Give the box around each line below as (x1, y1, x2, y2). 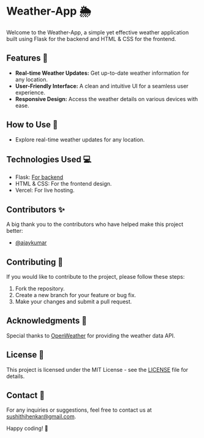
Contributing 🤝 (6, 257, 64, 267)
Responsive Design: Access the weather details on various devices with (15, 95, 199, 102)
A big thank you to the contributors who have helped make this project (6, 221, 184, 228)
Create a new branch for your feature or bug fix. (15, 292, 136, 298)
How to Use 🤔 (6, 119, 58, 130)
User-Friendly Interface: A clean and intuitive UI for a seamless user (15, 82, 189, 89)
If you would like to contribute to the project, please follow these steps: (6, 273, 185, 280)
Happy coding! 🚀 (6, 425, 49, 432)
